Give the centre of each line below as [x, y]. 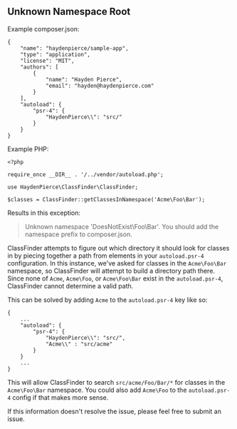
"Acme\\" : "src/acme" [79, 344]
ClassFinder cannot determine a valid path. [70, 286]
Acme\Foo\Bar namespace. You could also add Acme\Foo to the [97, 390]
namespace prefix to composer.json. [79, 234]
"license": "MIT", [47, 61]
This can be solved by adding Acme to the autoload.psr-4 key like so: [107, 300]
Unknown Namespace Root [69, 12]
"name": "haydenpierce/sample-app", [75, 48]
